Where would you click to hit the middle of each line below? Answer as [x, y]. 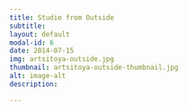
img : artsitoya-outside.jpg [62, 59]
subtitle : [28, 26]
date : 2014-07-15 [42, 51]
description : [34, 84]
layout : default [40, 34]
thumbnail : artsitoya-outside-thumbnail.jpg [94, 68]
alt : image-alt [38, 76]
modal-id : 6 [31, 42]
